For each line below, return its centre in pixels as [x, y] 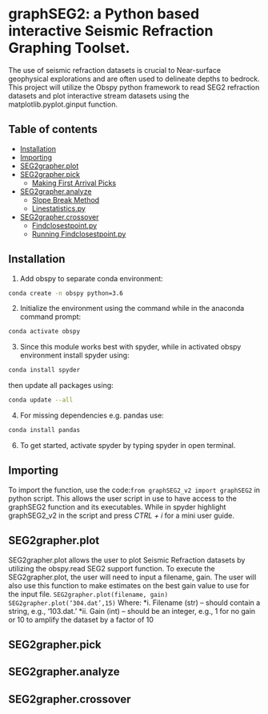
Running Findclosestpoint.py [79, 234]
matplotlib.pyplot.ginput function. [63, 104]
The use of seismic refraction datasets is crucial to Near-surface [115, 70]
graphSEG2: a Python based [104, 14]
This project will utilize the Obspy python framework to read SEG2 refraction [134, 87]
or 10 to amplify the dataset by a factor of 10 [81, 619]
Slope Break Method [66, 200]
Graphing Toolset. [69, 48]
